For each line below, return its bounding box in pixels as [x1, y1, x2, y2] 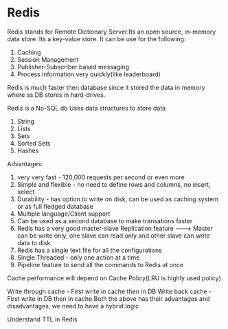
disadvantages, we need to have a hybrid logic [7, 302, 139, 310]
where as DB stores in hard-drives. [7, 91, 106, 99]
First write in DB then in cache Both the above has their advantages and [7, 294, 211, 303]
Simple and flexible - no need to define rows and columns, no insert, [16, 180, 211, 188]
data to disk [16, 238, 51, 247]
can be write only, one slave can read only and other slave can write [16, 231, 211, 240]
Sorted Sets [16, 139, 51, 147]
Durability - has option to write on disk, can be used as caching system [16, 194, 218, 203]
